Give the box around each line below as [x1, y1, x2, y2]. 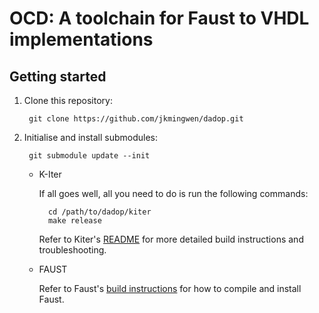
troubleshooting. [38, 244, 107, 256]
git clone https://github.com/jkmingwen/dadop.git [28, 114, 244, 124]
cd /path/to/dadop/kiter [47, 207, 152, 217]
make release [47, 216, 102, 226]
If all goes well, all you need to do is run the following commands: [38, 188, 309, 199]
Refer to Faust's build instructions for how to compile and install [38, 283, 302, 294]
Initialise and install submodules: [23, 132, 158, 143]
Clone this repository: [23, 95, 113, 106]
